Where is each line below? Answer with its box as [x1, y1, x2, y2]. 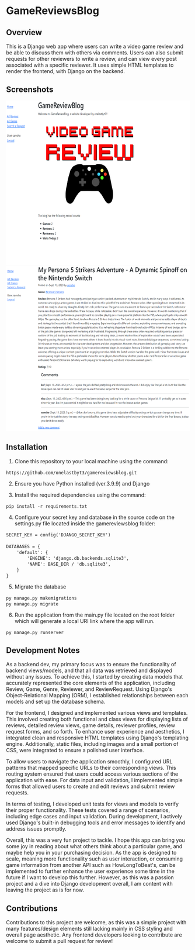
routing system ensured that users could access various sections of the [6, 770, 179, 777]
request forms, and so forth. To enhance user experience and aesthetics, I [6, 728, 185, 735]
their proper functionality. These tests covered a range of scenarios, [6, 807, 170, 814]
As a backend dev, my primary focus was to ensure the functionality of [6, 661, 176, 668]
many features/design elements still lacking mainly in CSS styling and [6, 925, 173, 932]
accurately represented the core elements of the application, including [6, 680, 175, 687]
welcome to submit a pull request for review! [6, 938, 113, 945]
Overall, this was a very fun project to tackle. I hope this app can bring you [6, 837, 185, 844]
